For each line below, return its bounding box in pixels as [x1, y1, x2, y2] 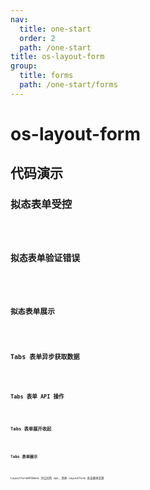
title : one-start [19, 24, 92, 34]
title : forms [19, 71, 74, 81]
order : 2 [19, 33, 56, 43]
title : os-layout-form [10, 52, 105, 62]
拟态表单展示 [10, 306, 55, 316]
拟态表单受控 [10, 197, 73, 211]
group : [10, 61, 38, 71]
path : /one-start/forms [19, 80, 118, 90]
